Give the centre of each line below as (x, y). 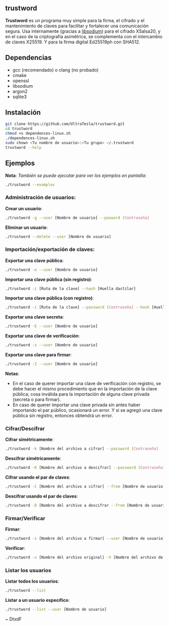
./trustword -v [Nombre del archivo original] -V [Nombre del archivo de (84, 557)
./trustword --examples (30, 184)
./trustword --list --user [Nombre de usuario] (56, 609)
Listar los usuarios (28, 570)
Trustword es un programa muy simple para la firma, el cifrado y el (75, 20)
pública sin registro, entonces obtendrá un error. (63, 415)
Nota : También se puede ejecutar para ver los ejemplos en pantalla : (76, 175)
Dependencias (28, 58)
